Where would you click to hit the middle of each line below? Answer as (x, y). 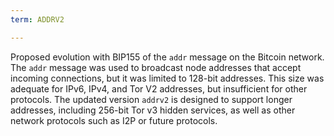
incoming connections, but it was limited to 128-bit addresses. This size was (167, 78)
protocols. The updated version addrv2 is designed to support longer (151, 99)
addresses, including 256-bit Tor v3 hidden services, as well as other (153, 110)
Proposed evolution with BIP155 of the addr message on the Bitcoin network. (167, 57)
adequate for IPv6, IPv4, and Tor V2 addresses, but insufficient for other (159, 88)
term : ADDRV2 (37, 19)
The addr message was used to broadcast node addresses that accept (156, 67)
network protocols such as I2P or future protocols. (114, 120)
